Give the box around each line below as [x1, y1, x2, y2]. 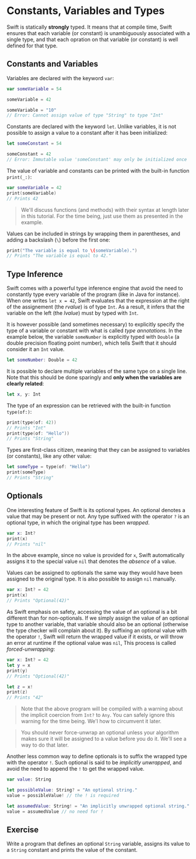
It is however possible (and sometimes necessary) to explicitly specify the [6, 321, 184, 328]
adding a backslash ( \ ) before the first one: [6, 236, 110, 243]
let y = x [6, 662, 31, 668]
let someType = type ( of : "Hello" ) [6, 464, 91, 470]
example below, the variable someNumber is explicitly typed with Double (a [6, 334, 180, 341]
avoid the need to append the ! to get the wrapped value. [6, 765, 145, 772]
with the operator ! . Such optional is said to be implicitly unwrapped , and [6, 759, 183, 766]
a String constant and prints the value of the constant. [6, 847, 138, 854]
